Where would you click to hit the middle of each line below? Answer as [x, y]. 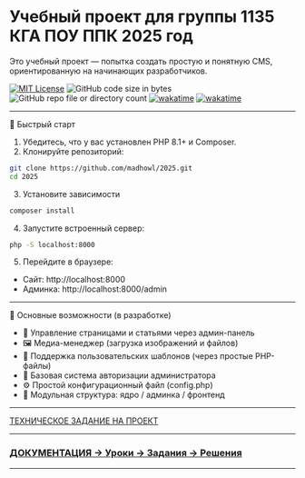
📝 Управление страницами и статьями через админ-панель [139, 333]
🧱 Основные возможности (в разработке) [90, 315]
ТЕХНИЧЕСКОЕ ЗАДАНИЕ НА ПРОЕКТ [84, 421]
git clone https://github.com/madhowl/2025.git [101, 168]
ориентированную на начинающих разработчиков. [108, 71]
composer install [42, 211]
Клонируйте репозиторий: [73, 151]
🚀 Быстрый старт [42, 124]
